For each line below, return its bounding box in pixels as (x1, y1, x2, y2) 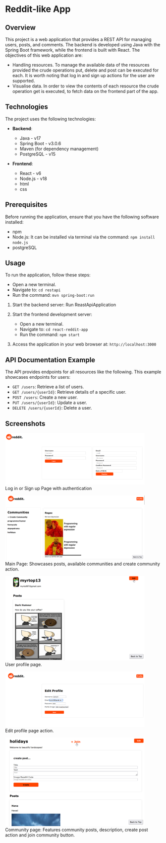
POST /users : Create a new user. (12, 394, 78, 401)
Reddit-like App (5, 3, 71, 15)
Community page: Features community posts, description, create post (5, 827, 148, 833)
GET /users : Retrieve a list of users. (12, 384, 84, 390)
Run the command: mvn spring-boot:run (12, 292, 95, 298)
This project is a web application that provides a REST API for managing (5, 36, 152, 42)
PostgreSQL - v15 (19, 151, 56, 157)
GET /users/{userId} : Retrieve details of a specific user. (12, 389, 126, 395)
